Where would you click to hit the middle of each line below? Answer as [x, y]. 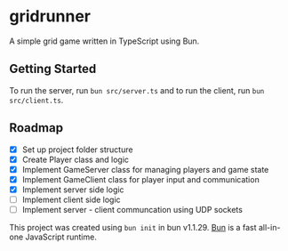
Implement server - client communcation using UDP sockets [132, 209]
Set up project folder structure [77, 150]
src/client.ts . [36, 100]
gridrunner [50, 16]
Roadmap [36, 128]
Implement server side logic [73, 190]
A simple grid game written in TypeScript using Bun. [104, 41]
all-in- [269, 227]
